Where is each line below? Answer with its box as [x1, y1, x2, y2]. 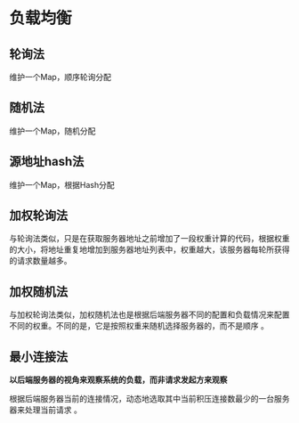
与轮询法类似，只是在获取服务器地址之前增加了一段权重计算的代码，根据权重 [9, 233, 290, 244]
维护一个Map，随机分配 [9, 126, 96, 136]
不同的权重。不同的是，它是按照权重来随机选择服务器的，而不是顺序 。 [9, 321, 269, 331]
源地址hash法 [9, 154, 85, 169]
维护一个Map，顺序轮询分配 [9, 72, 112, 82]
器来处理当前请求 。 [9, 404, 82, 415]
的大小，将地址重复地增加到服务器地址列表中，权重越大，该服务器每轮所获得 [9, 244, 290, 255]
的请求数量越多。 [9, 256, 72, 266]
